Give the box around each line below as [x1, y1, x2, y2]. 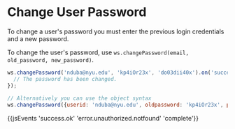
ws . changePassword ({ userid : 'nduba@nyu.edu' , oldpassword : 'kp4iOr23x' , [7, 102, 224, 109]
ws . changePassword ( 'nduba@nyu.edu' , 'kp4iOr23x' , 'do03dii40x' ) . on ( [7, 69, 211, 76]
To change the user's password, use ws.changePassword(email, [7, 48, 190, 56]
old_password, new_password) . [7, 55, 94, 63]
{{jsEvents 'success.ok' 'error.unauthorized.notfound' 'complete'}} [7, 114, 199, 123]
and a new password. [7, 34, 69, 43]
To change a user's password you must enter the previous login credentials [7, 27, 225, 36]
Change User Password [7, 4, 147, 20]
